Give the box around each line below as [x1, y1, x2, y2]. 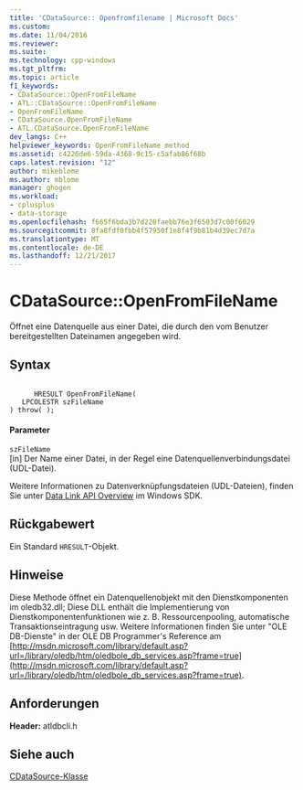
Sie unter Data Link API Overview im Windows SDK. [9, 490, 204, 501]
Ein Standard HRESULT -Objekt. [9, 540, 120, 551]
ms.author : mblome [9, 175, 79, 184]
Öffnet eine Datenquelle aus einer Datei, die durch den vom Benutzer [9, 321, 269, 332]
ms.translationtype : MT [9, 234, 100, 243]
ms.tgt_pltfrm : [9, 65, 68, 74]
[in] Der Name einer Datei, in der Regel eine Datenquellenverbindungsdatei [9, 454, 290, 464]
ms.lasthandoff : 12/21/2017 [9, 251, 117, 261]
